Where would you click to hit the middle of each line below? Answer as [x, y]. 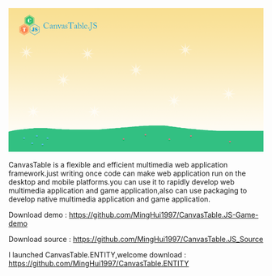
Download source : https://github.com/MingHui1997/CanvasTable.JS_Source [136, 239]
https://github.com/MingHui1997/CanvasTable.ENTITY [99, 263]
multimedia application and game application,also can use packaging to [128, 190]
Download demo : [38, 214]
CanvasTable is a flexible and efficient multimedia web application [118, 164]
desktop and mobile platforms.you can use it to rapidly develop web [121, 181]
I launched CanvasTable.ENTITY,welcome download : [98, 254]
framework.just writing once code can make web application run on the [127, 173]
